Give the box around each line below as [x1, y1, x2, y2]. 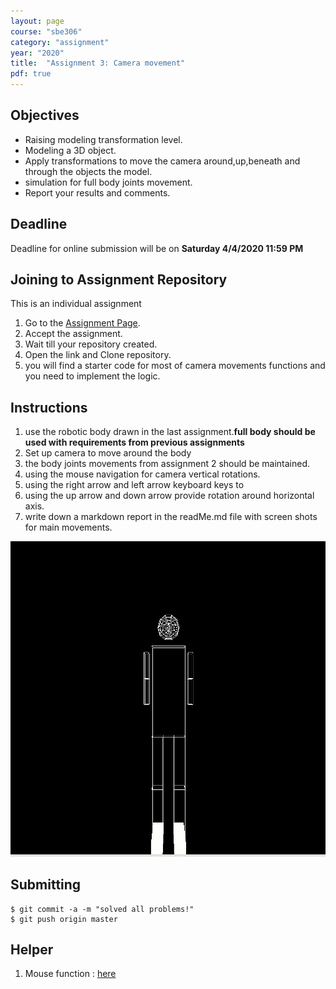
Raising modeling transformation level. [24, 133, 183, 145]
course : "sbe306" [10, 26, 83, 37]
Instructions [10, 399, 88, 416]
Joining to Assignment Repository [10, 271, 228, 289]
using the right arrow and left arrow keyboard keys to [24, 479, 245, 491]
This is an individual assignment [10, 298, 142, 310]
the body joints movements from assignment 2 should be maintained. [24, 458, 311, 470]
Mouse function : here [24, 968, 117, 980]
